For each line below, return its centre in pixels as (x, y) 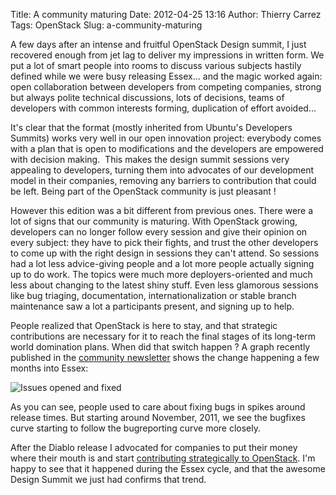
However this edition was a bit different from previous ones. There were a (162, 210)
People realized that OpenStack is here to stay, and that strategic (144, 325)
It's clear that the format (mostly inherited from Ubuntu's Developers (151, 127)
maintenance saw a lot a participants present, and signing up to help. (152, 306)
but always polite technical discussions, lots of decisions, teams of (147, 97)
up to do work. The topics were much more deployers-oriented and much (161, 274)
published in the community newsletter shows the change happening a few (165, 357)
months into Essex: (49, 368)
